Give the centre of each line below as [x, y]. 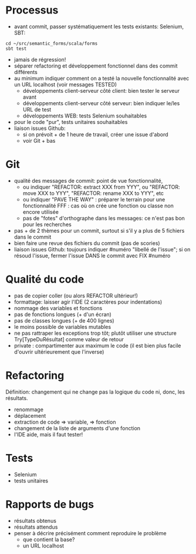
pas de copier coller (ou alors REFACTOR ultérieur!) [76, 296]
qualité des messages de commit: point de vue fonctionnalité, [88, 180]
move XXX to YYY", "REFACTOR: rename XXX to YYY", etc [93, 193]
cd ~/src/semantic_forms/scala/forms [52, 43]
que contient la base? [49, 539]
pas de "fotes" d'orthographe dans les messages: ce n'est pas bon [104, 218]
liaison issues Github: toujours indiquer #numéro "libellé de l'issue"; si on [102, 249]
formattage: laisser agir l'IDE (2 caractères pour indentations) [88, 302]
